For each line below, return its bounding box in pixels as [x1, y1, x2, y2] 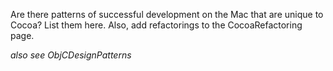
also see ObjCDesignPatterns [10, 49, 132, 61]
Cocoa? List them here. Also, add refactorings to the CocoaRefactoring [10, 19, 303, 31]
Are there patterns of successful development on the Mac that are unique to [10, 9, 324, 20]
